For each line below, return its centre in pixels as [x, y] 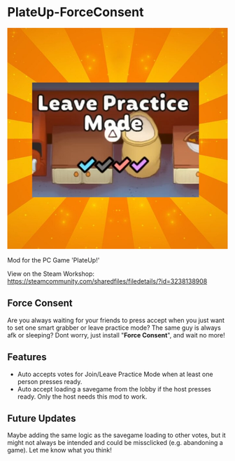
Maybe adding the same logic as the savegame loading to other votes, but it [116, 435]
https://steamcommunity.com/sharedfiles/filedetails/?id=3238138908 [107, 281]
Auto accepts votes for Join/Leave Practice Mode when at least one [115, 374]
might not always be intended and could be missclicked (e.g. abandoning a [115, 443]
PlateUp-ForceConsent [76, 12]
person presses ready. [50, 381]
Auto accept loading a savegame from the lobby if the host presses [114, 389]
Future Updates [42, 418]
